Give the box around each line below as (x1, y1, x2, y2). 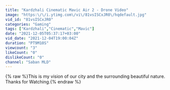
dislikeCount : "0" (5, 54, 44, 60)
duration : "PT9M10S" (5, 41, 49, 46)
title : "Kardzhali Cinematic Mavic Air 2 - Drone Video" (5, 7, 129, 13)
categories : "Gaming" (5, 21, 51, 27)
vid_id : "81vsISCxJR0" (5, 17, 53, 22)
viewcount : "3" (5, 45, 38, 50)
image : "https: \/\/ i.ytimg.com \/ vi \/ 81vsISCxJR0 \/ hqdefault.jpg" (5, 12, 147, 17)
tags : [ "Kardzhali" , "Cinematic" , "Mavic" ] (5, 26, 95, 32)
